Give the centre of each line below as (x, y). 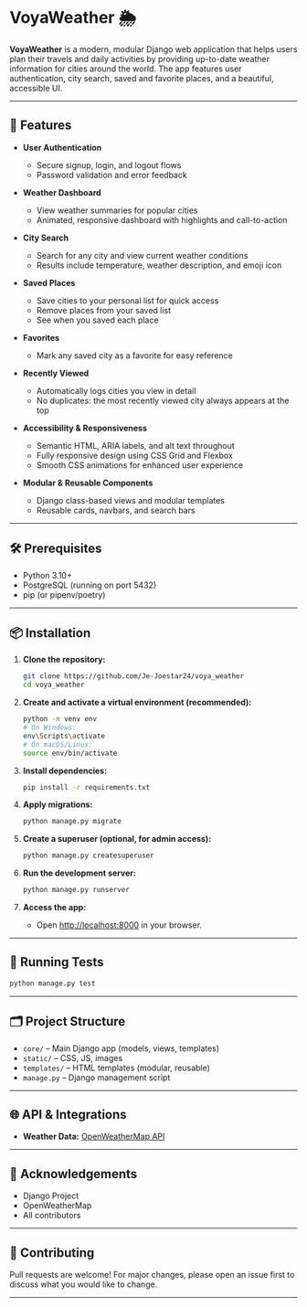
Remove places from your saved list (104, 310)
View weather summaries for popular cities (117, 210)
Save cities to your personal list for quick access (127, 300)
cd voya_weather (53, 685)
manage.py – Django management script (96, 1077)
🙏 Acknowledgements (74, 1174)
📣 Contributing (52, 1253)
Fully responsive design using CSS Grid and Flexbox (134, 455)
